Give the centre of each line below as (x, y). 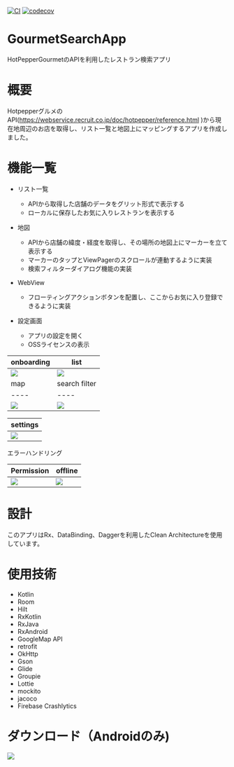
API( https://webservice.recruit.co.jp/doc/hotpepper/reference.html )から (111, 120)
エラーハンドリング (35, 452)
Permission (30, 471)
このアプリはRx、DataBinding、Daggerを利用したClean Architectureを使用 (115, 534)
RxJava (28, 624)
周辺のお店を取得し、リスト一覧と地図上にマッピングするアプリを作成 (120, 128)
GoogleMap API (40, 639)
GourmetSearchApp (67, 39)
